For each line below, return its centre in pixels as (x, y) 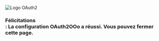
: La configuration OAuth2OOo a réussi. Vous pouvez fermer (79, 26)
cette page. (19, 33)
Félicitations (20, 20)
